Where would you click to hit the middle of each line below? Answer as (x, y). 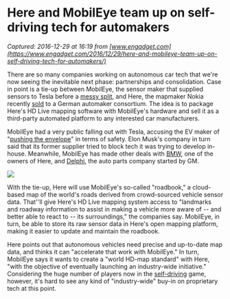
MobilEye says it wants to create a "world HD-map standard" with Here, (108, 259)
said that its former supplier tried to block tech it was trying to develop (106, 146)
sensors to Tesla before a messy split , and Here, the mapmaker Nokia (105, 96)
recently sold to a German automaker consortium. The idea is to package (111, 103)
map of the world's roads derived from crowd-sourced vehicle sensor (125, 194)
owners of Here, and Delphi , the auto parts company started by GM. (103, 161)
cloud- (202, 187)
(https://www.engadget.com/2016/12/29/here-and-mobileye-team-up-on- (112, 54)
